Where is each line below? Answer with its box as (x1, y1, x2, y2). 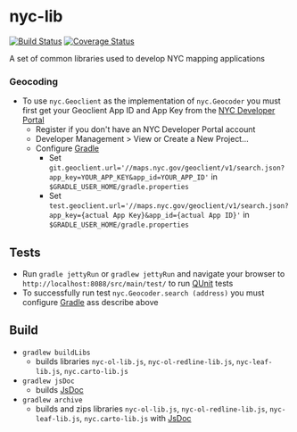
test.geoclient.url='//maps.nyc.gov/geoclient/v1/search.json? (48, 202, 289, 211)
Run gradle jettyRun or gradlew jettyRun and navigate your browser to (21, 269, 285, 279)
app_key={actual (48, 212, 110, 220)
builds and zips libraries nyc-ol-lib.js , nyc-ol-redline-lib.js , (35, 403, 268, 414)
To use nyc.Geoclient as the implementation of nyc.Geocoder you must (21, 96, 281, 106)
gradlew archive (21, 395, 83, 404)
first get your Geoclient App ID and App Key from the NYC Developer (21, 105, 276, 116)
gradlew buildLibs (21, 348, 91, 357)
